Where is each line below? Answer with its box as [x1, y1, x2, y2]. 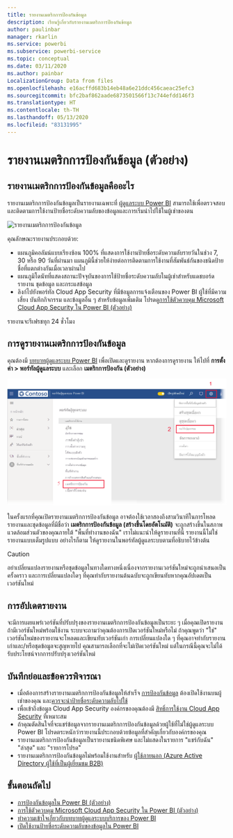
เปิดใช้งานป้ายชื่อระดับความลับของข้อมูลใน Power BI [17, 821, 139, 830]
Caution [7, 550, 30, 558]
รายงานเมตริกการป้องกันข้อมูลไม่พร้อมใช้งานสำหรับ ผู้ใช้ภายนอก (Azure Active [17, 752, 203, 760]
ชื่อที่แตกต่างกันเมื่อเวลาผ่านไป [17, 264, 86, 272]
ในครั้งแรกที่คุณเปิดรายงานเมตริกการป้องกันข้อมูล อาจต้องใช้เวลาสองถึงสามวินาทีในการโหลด [7, 512, 216, 521]
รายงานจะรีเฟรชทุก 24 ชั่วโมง [7, 317, 75, 325]
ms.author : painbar [7, 70, 64, 77]
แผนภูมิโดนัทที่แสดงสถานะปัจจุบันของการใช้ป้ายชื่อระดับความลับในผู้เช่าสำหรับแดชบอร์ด [17, 271, 215, 280]
